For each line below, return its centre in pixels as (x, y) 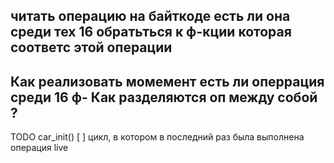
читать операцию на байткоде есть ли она (150, 16)
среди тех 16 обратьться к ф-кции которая (151, 32)
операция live (39, 148)
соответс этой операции (91, 47)
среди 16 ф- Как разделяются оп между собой (164, 97)
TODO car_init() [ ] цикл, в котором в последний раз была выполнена (157, 137)
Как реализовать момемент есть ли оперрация (167, 81)
